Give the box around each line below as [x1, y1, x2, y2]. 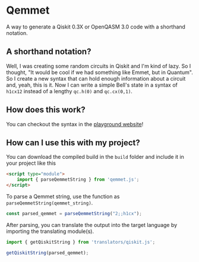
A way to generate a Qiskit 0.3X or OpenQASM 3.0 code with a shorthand [6, 23, 186, 30]
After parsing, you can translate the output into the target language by [6, 221, 178, 228]
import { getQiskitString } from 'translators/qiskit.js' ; [6, 239, 156, 245]
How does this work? [6, 105, 86, 115]
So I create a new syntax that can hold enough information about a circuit [6, 75, 186, 82]
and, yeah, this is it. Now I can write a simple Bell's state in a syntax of [6, 81, 178, 88]
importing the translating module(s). [6, 228, 94, 235]
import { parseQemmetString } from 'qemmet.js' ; [17, 177, 140, 183]
